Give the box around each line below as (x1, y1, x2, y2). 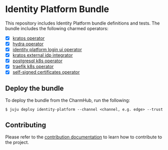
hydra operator (12, 41, 44, 47)
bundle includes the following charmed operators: (5, 25, 109, 31)
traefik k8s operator (12, 64, 54, 70)
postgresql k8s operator (12, 58, 63, 64)
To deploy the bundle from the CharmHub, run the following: (5, 97, 130, 103)
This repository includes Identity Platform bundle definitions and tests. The (5, 20, 160, 26)
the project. (5, 139, 29, 145)
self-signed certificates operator (12, 69, 80, 75)
